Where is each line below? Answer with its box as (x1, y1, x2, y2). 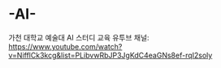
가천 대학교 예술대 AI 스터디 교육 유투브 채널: (8, 32, 149, 42)
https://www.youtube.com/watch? (8, 41, 123, 51)
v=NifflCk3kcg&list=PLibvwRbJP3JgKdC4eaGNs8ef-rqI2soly (8, 50, 213, 60)
